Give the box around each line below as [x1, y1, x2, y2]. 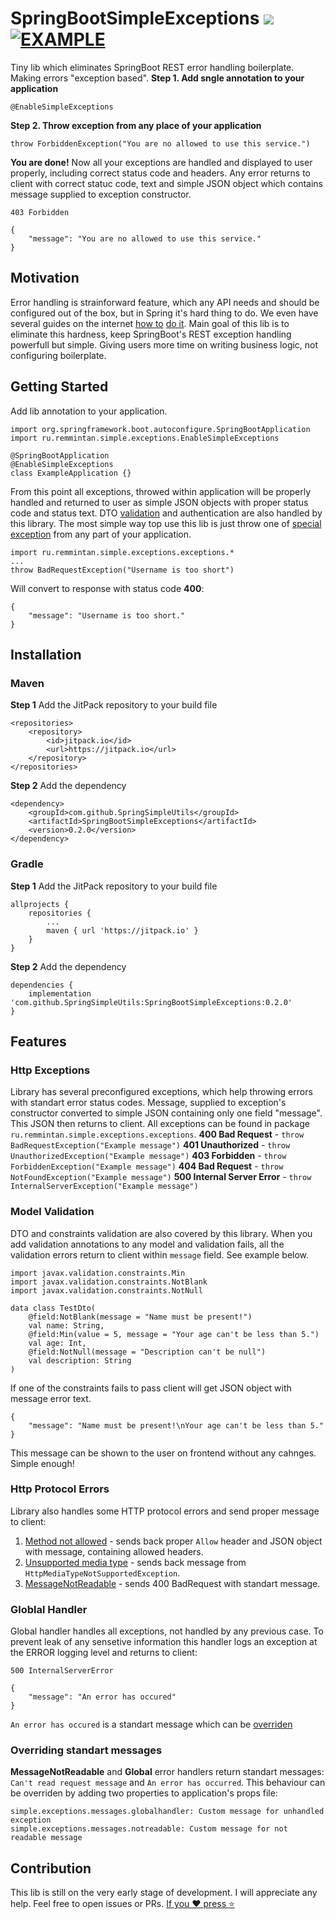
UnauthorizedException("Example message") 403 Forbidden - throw [10, 1150, 287, 1162]
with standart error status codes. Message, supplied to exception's [10, 1097, 287, 1109]
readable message [10, 1833, 83, 1843]
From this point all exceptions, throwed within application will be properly [10, 485, 312, 497]
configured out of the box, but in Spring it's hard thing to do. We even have [10, 307, 319, 319]
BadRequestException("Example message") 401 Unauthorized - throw [10, 1139, 291, 1151]
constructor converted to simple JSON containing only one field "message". [10, 1107, 323, 1119]
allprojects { [10, 899, 70, 909]
